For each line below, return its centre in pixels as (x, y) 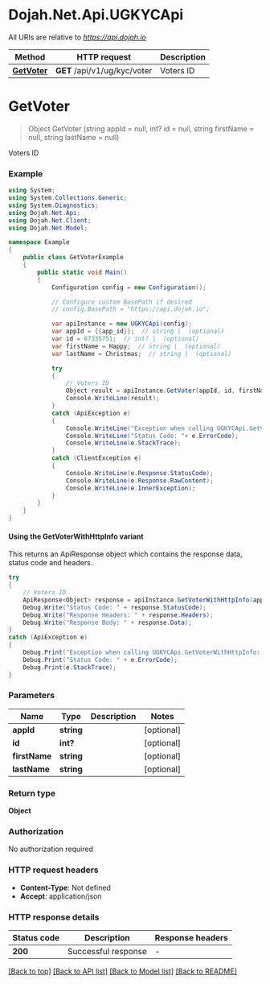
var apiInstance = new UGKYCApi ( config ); (122, 324)
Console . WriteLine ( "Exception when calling (140, 428)
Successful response (107, 951)
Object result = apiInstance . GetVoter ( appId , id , (150, 391)
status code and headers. (51, 563)
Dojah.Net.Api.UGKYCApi (96, 15)
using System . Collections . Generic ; (68, 198)
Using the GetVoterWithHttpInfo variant (76, 536)
